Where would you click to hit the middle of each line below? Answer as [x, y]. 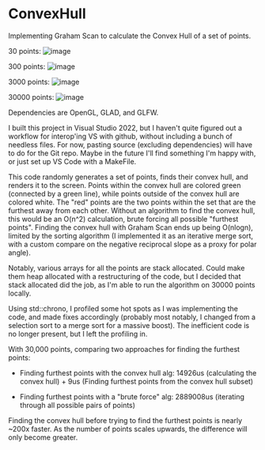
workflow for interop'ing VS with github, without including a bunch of [121, 136]
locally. [20, 293]
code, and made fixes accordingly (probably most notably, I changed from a [132, 317]
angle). [20, 252]
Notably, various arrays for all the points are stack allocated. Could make [127, 268]
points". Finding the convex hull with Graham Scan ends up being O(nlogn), [131, 227]
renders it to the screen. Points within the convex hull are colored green [125, 185]
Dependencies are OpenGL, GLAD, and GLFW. [83, 113]
